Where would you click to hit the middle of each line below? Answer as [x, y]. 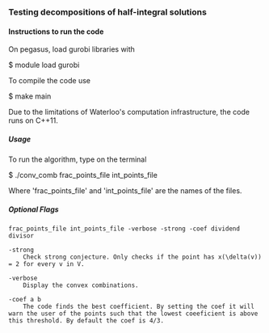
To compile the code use [50, 81]
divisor [21, 236]
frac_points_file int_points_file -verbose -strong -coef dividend [124, 229]
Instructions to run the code [56, 32]
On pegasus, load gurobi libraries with [72, 49]
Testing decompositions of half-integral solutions [108, 12]
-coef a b [25, 300]
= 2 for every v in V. [46, 264]
